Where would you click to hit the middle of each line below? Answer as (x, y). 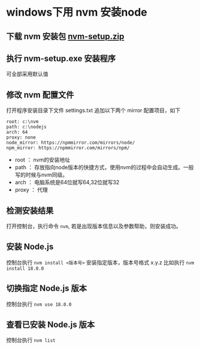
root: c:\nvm (22, 122)
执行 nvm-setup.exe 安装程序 (61, 58)
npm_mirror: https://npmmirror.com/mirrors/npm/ (68, 148)
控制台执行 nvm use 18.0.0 (39, 304)
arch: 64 (17, 133)
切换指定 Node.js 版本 (47, 288)
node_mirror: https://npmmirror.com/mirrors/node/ (71, 143)
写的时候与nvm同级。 (41, 175)
